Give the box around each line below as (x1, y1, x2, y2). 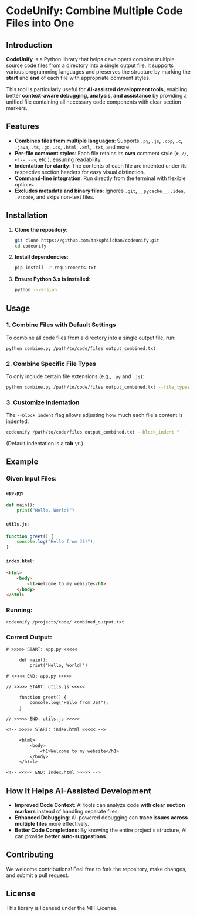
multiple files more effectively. (14, 820, 89, 827)
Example (6, 457, 39, 467)
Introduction (6, 40, 53, 50)
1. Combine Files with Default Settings (6, 321, 116, 329)
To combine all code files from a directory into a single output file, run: (6, 334, 176, 341)
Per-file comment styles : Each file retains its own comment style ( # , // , (14, 149, 189, 156)
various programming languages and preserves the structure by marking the (6, 68, 191, 75)
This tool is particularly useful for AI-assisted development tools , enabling (6, 86, 188, 92)
